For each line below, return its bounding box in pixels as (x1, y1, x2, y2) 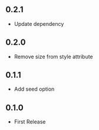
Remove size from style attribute (14, 53, 94, 60)
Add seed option (14, 85, 55, 93)
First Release (14, 118, 46, 125)
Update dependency (14, 20, 64, 27)
